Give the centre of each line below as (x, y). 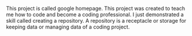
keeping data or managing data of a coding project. (68, 27)
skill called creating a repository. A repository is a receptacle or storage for (96, 21)
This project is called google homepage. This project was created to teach (96, 8)
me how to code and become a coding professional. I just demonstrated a (95, 15)
